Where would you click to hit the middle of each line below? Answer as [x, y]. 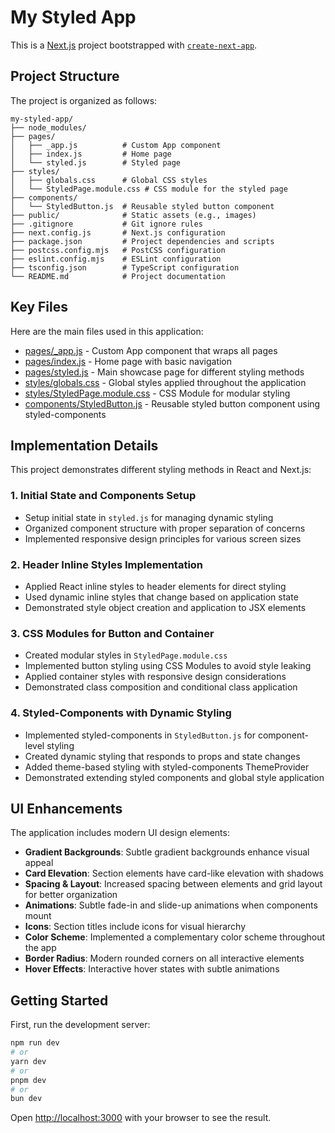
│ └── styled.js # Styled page [96, 162]
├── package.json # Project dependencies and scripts [142, 241]
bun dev [26, 1099]
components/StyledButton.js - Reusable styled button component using [172, 403]
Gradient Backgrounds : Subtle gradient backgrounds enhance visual [167, 852]
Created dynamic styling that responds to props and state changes [162, 756]
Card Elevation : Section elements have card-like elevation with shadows [174, 873]
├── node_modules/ [48, 127]
